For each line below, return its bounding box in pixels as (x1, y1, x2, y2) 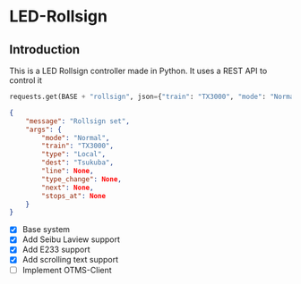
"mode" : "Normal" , (41, 133, 110, 142)
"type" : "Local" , (41, 150, 106, 159)
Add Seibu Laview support (21, 234, 121, 245)
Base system (21, 224, 70, 235)
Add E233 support (21, 244, 90, 255)
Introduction (9, 42, 81, 57)
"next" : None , (41, 183, 94, 192)
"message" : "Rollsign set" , (25, 116, 130, 126)
